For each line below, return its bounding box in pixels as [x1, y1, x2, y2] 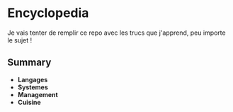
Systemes [17, 83, 48, 91]
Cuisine [17, 98, 41, 106]
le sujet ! [7, 35, 33, 44]
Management [17, 90, 58, 99]
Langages [17, 75, 48, 84]
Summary [7, 57, 52, 69]
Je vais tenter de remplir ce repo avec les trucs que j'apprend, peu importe [7, 28, 226, 37]
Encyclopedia [7, 5, 89, 21]
